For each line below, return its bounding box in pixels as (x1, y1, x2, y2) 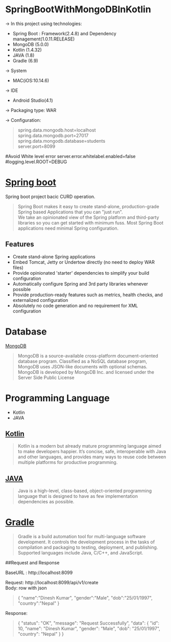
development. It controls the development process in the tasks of (17, 539, 155, 545)
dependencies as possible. (17, 499, 75, 505)
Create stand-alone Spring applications (12, 253, 95, 259)
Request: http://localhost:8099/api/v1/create (5, 580, 99, 586)
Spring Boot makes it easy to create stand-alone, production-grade (17, 203, 159, 209)
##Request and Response (5, 560, 60, 566)
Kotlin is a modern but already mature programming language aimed (17, 443, 162, 449)
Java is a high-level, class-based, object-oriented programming (17, 488, 152, 494)
